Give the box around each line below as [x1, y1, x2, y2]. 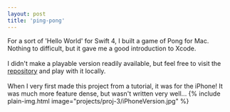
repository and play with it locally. [7, 67, 106, 75]
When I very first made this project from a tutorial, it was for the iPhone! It [7, 82, 223, 90]
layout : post [7, 10, 46, 18]
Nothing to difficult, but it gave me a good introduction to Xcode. [7, 44, 197, 52]
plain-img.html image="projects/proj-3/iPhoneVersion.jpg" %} [7, 96, 189, 105]
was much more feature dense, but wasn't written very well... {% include [7, 89, 221, 98]
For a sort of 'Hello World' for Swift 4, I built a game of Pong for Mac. [7, 36, 209, 45]
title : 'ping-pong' [7, 17, 66, 24]
